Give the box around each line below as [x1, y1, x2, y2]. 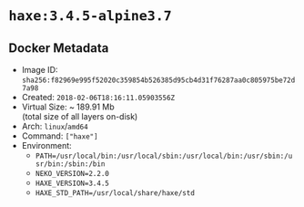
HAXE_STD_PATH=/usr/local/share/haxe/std [35, 189, 195, 198]
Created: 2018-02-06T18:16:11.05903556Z [21, 92, 175, 102]
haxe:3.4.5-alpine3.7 [8, 7, 172, 25]
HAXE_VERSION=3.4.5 [35, 179, 110, 188]
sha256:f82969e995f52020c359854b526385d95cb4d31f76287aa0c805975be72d [21, 76, 296, 85]
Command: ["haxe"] [21, 130, 98, 141]
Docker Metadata [8, 40, 109, 56]
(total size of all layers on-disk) [21, 111, 138, 121]
